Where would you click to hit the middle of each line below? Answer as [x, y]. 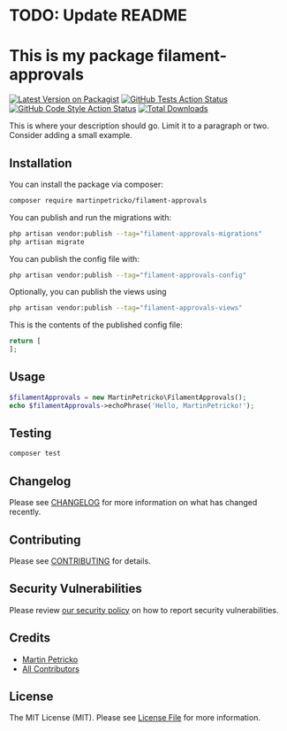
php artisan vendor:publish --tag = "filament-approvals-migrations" [136, 234]
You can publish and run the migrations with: [91, 217]
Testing [30, 433]
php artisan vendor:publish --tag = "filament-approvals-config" [128, 275]
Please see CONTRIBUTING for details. [80, 561]
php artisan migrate [47, 242]
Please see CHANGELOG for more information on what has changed [133, 503]
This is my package [82, 56]
